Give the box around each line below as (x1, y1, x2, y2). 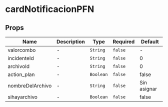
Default (140, 38, 159, 45)
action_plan (7, 71, 35, 78)
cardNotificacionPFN (5, 3, 94, 15)
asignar (139, 85, 157, 92)
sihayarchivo (7, 93, 37, 100)
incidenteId (7, 55, 34, 61)
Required (112, 38, 135, 45)
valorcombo (7, 46, 36, 53)
